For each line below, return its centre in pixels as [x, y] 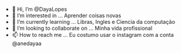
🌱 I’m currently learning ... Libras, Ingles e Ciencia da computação [94, 22]
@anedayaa [27, 43]
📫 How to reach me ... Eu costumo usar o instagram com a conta [93, 35]
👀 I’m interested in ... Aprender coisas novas [66, 15]
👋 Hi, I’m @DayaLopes [39, 9]
